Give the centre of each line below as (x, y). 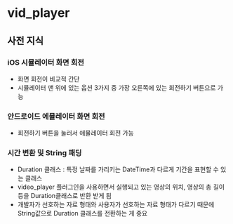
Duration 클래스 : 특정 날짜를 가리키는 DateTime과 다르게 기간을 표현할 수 (118, 169)
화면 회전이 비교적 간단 (48, 79)
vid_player (39, 13)
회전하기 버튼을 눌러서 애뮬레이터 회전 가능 (76, 133)
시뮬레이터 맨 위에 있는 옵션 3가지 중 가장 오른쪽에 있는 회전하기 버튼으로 (116, 87)
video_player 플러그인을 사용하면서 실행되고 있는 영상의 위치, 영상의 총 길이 (121, 187)
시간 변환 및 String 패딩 (45, 153)
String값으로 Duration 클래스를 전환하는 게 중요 (82, 213)
